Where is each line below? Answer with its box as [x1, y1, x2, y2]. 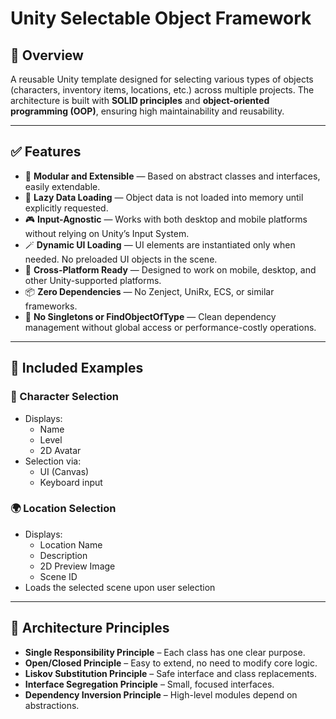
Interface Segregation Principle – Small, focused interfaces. [24, 678, 275, 690]
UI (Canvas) [39, 465, 90, 477]
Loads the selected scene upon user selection [24, 581, 216, 593]
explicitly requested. [24, 202, 109, 214]
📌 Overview [10, 47, 84, 64]
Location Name [39, 538, 103, 551]
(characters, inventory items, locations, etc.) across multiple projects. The [10, 84, 315, 96]
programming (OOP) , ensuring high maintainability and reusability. [10, 105, 285, 117]
